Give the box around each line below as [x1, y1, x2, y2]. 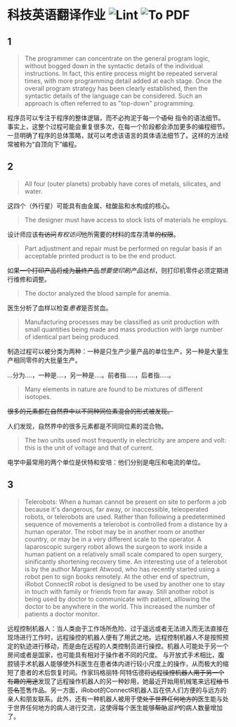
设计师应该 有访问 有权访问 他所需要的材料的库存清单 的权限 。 [7, 230, 180, 239]
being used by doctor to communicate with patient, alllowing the [24, 595, 211, 603]
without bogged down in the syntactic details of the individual [24, 62, 204, 70]
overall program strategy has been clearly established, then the [24, 84, 209, 92]
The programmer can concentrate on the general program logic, [24, 54, 211, 63]
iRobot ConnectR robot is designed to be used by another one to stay [24, 579, 225, 588]
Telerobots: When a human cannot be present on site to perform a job [24, 498, 227, 506]
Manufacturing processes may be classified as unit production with [24, 317, 220, 326]
